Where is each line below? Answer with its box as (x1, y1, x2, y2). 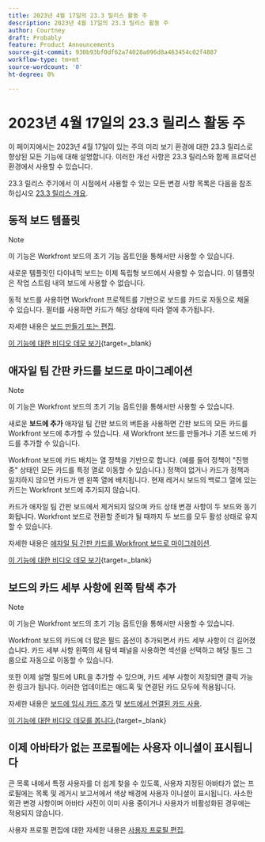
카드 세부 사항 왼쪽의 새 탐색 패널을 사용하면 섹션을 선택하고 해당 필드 (31, 646, 244, 654)
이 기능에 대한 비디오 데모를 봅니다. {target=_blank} (8, 716, 167, 725)
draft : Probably (8, 33, 62, 42)
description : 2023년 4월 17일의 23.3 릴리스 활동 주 (8, 19, 169, 27)
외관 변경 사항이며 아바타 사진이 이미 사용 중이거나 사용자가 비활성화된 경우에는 (8, 798, 252, 808)
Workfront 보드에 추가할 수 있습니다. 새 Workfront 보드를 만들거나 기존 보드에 (8, 429, 248, 438)
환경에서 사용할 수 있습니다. (8, 162, 93, 171)
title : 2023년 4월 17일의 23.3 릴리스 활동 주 (8, 11, 148, 20)
